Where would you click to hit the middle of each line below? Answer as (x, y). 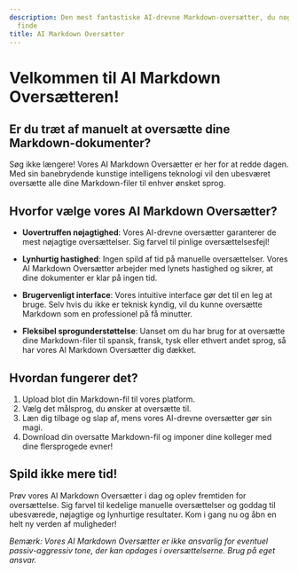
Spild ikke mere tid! (63, 474)
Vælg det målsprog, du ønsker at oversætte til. (107, 408)
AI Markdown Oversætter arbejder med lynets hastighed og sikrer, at (147, 269)
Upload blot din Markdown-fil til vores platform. (109, 399)
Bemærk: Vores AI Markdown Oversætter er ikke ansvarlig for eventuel (139, 541)
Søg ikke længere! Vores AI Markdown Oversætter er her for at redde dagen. (149, 164)
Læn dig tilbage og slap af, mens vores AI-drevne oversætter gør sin (147, 418)
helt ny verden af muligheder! (63, 523)
